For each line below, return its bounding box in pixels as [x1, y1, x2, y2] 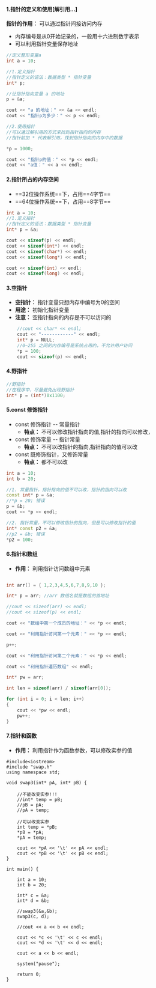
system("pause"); [17, 960, 61, 967]
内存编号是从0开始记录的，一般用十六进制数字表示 [14, 33, 140, 40]
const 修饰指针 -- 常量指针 [14, 421, 81, 428]
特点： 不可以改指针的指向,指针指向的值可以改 [23, 443, 138, 450]
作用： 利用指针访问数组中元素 [14, 565, 91, 572]
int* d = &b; [17, 897, 50, 904]
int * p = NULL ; [17, 337, 55, 343]
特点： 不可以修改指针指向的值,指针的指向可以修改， [23, 428, 154, 435]
